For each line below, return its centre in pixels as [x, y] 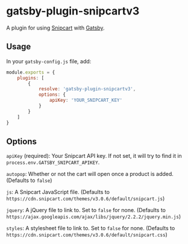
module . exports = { [31, 72]
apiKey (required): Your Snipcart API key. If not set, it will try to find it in [94, 156]
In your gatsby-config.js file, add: [49, 61]
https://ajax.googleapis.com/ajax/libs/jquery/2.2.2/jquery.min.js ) [94, 217]
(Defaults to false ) [29, 180]
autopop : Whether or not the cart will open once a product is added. [90, 174]
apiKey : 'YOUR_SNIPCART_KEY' [86, 101]
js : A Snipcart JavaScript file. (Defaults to [58, 192]
